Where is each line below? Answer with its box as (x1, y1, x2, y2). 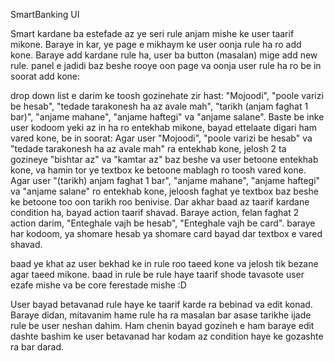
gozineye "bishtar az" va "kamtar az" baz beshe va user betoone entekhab (10, 154, 319, 165)
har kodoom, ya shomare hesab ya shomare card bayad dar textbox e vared (10, 228, 323, 239)
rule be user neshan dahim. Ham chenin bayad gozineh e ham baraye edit (10, 320, 315, 331)
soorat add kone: (10, 70, 81, 82)
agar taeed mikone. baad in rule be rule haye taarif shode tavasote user (10, 269, 305, 280)
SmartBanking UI (10, 9, 80, 20)
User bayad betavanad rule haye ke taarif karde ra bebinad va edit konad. (10, 299, 313, 310)
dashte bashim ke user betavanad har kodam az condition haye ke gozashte (10, 330, 324, 342)
